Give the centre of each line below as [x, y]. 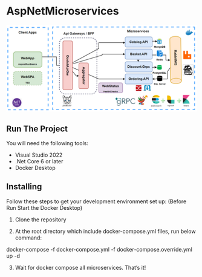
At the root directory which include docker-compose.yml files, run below [105, 231]
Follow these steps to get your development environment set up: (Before [96, 201]
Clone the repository [41, 220]
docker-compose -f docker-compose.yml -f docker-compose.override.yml [99, 249]
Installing [24, 187]
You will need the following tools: [47, 143]
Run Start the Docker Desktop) [44, 207]
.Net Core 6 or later [39, 161]
